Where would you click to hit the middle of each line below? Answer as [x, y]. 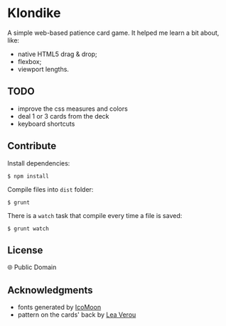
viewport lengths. [43, 69]
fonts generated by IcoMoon [59, 308]
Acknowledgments [50, 290]
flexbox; [29, 61]
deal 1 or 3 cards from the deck [63, 116]
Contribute [32, 146]
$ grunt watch [28, 229]
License [25, 250]
